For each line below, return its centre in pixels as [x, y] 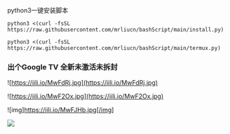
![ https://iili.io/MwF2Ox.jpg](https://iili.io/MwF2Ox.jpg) [86, 96]
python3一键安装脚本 [38, 10]
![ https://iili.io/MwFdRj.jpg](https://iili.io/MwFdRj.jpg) [83, 83]
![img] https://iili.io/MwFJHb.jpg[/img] [61, 110]
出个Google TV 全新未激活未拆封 [62, 67]
